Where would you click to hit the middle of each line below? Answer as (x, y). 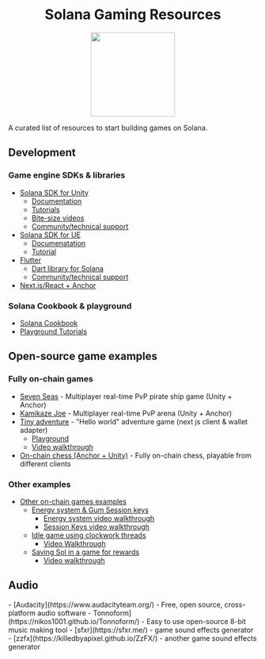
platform (22, 613)
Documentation (57, 201)
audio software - (64, 613)
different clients (45, 464)
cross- (235, 604)
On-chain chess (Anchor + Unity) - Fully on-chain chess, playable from (135, 455)
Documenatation (59, 243)
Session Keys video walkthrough (97, 527)
